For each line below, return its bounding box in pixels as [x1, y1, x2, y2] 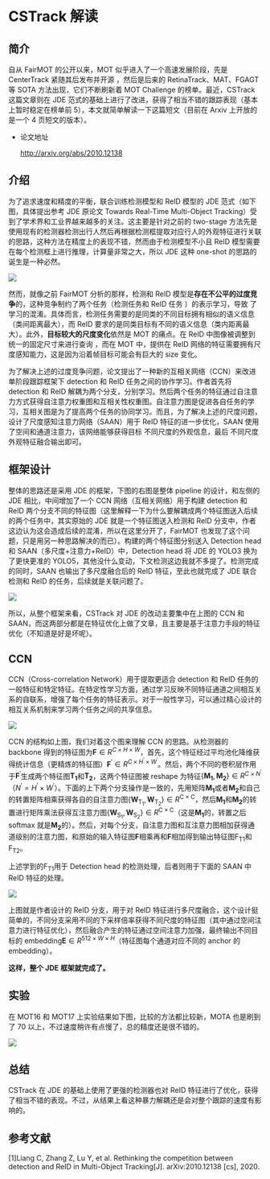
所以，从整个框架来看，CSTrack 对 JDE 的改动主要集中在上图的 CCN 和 [8, 608, 245, 618]
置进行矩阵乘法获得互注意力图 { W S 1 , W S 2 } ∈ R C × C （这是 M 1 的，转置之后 [8, 806, 247, 820]
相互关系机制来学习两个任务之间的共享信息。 [8, 705, 157, 715]
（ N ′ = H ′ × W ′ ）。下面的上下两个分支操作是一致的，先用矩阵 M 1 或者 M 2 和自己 [8, 781, 260, 794]
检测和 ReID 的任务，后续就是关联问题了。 [8, 576, 148, 586]
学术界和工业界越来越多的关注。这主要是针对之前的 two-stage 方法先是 [22, 216, 258, 226]
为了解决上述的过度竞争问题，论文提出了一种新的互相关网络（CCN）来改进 [8, 366, 256, 376]
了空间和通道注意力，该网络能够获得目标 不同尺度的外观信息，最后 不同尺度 [8, 427, 259, 436]
